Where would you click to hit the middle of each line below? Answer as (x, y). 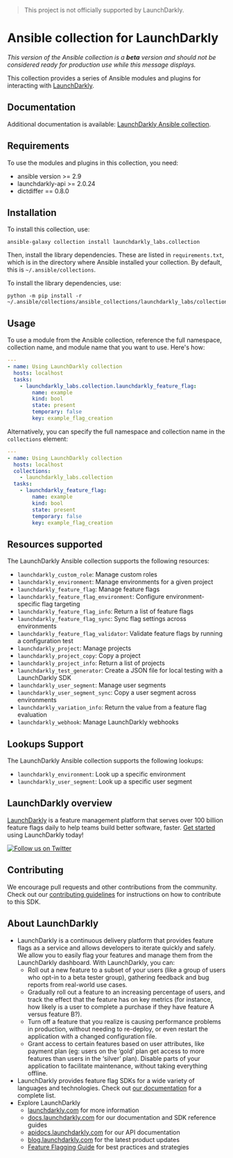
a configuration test (45, 641)
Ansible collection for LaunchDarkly (113, 38)
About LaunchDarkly (53, 924)
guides (37, 1125)
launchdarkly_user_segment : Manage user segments (92, 685)
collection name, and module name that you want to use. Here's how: (106, 347)
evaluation (32, 715)
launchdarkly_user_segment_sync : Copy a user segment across (106, 693)
